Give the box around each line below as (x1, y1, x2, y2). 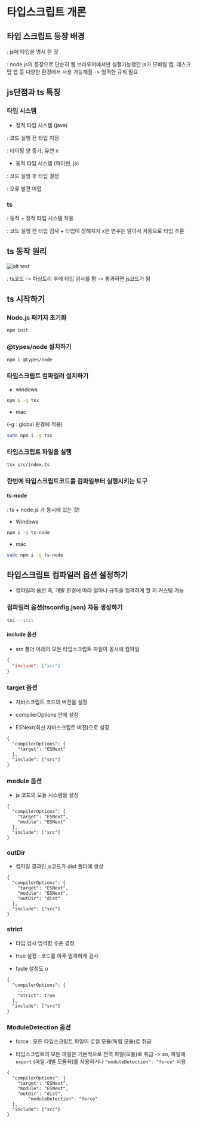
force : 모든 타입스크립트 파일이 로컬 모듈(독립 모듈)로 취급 (15, 1038, 152, 1045)
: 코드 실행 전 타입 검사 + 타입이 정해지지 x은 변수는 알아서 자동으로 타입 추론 (7, 227, 184, 234)
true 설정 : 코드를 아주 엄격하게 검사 (15, 952, 99, 959)
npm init (7, 327, 29, 333)
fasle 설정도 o (15, 965, 48, 972)
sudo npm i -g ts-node (7, 552, 63, 558)
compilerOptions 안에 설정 (15, 711, 79, 718)
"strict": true (17, 992, 56, 998)
